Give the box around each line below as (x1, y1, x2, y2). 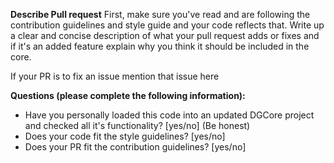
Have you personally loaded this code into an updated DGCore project (24, 109, 315, 121)
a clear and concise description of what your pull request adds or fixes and (10, 30, 320, 41)
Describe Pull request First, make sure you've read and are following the (10, 9, 311, 20)
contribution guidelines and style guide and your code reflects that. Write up (10, 19, 325, 31)
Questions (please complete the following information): (10, 90, 246, 101)
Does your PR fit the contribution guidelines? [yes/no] (24, 141, 247, 153)
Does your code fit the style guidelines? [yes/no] (24, 130, 226, 142)
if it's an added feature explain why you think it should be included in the (10, 40, 310, 52)
